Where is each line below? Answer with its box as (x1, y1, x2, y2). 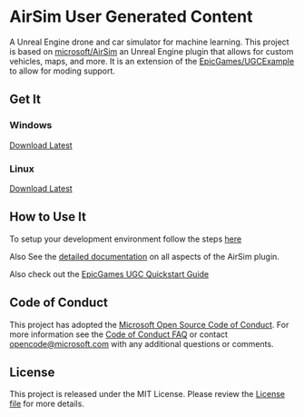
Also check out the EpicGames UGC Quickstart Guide (9, 268, 210, 279)
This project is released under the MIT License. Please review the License (9, 389, 286, 400)
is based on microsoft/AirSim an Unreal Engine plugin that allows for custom (9, 45, 294, 56)
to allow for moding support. (9, 65, 116, 76)
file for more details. (9, 398, 84, 410)
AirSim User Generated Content (9, 6, 253, 27)
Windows (9, 119, 53, 132)
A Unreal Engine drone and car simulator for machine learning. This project (9, 36, 289, 47)
